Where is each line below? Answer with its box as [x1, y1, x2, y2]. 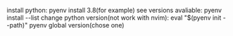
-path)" [6, 21, 28, 29]
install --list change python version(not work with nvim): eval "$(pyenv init [6, 13, 222, 22]
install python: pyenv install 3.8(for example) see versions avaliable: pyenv [6, 6, 222, 14]
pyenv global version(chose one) [29, 21, 125, 29]
